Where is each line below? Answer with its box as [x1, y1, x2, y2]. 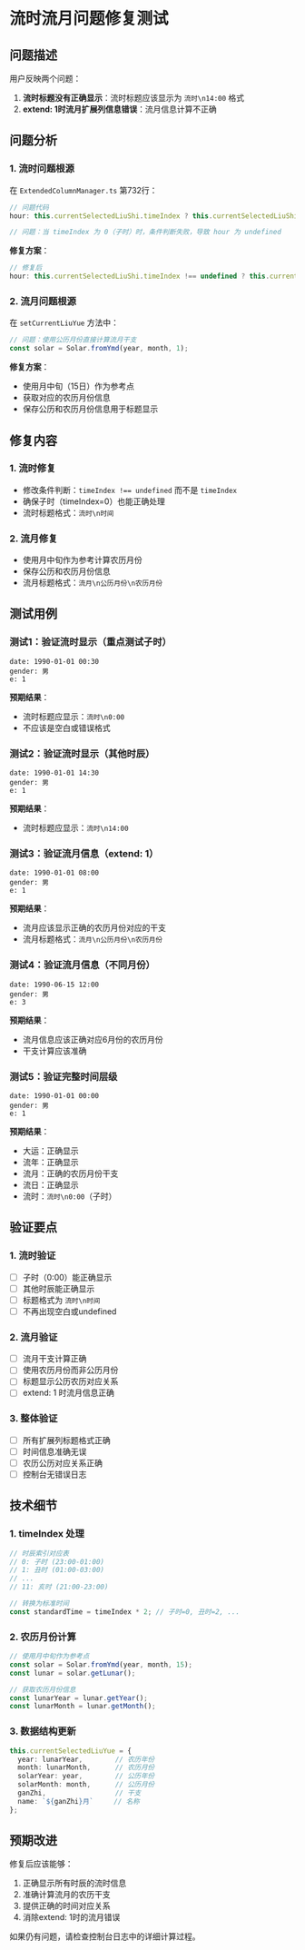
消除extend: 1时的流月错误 [22, 1912, 121, 1923]
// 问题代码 [9, 203, 50, 212]
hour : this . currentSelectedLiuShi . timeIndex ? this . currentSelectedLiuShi [9, 211, 299, 221]
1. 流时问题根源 [9, 163, 75, 175]
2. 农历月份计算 [9, 1630, 77, 1643]
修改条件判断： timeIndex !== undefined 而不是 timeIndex [22, 484, 238, 495]
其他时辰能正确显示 [22, 1282, 95, 1294]
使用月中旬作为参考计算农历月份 [22, 555, 143, 566]
